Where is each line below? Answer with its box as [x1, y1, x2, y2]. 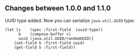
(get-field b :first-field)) [14, 45, 76, 50]
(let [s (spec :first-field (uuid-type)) [5, 27, 103, 32]
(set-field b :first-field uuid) [14, 40, 85, 45]
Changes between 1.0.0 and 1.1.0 [5, 4, 111, 13]
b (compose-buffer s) [18, 31, 71, 37]
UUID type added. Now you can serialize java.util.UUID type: [5, 17, 135, 23]
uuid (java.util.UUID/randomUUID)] [18, 36, 94, 41]
